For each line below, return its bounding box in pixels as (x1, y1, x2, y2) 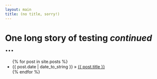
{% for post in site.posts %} (12, 59, 68, 64)
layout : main (5, 7, 32, 12)
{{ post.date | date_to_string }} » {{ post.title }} (12, 64, 105, 70)
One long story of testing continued (5, 32, 152, 44)
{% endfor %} (12, 69, 40, 75)
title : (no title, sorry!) (5, 12, 60, 16)
